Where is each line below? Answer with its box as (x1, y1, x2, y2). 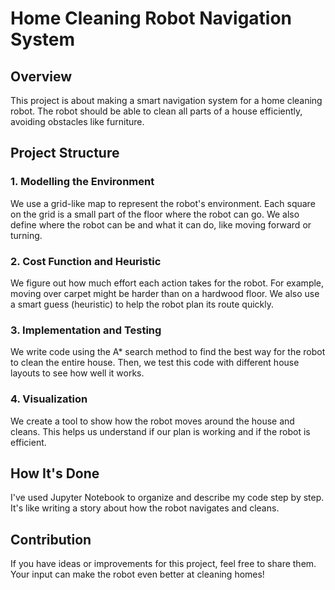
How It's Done (10, 465, 100, 482)
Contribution (10, 531, 92, 548)
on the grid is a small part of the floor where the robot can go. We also (10, 208, 300, 220)
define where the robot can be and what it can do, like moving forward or (10, 218, 312, 231)
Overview (10, 68, 73, 85)
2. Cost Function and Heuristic (10, 254, 162, 268)
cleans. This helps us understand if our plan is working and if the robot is (10, 425, 311, 437)
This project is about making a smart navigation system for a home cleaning (10, 95, 323, 106)
